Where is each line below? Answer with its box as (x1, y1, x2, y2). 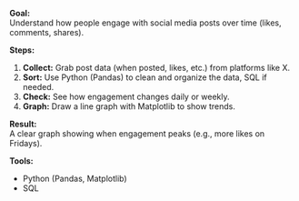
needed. (22, 82, 55, 92)
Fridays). (9, 138, 43, 148)
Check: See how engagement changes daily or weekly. (22, 91, 230, 102)
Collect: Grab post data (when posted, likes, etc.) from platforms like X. (22, 63, 291, 73)
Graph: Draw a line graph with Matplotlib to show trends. (22, 101, 236, 112)
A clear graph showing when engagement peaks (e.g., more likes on (9, 128, 265, 139)
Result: (9, 118, 37, 129)
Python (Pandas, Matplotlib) (22, 173, 127, 184)
